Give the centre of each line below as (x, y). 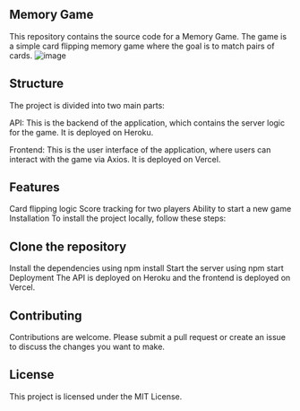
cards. (21, 55)
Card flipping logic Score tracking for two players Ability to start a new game (150, 209)
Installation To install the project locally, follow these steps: (118, 218)
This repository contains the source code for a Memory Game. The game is (148, 36)
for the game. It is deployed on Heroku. (81, 132)
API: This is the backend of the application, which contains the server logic (147, 122)
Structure (37, 84)
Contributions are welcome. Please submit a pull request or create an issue (148, 337)
